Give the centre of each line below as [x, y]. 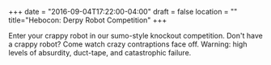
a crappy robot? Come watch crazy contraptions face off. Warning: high [128, 44]
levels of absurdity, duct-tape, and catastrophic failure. [100, 53]
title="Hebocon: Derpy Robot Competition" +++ [88, 20]
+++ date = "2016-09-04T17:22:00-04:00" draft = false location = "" [123, 12]
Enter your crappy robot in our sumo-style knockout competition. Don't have [135, 36]
